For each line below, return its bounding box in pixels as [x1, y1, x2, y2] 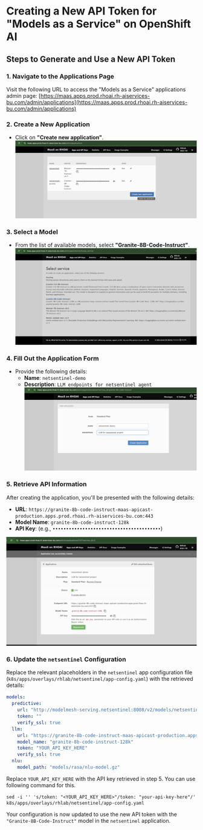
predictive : [11, 701, 42, 707]
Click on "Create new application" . [14, 134, 104, 141]
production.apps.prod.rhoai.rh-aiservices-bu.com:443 [14, 513, 153, 519]
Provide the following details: [14, 368, 88, 375]
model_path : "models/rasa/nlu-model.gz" [17, 764, 120, 770]
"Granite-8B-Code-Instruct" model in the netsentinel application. [6, 817, 171, 824]
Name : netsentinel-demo [24, 375, 86, 382]
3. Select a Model [6, 228, 59, 236]
